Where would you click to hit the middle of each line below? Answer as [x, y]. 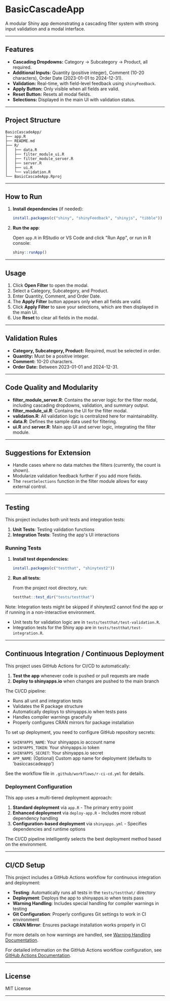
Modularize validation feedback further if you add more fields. [77, 476]
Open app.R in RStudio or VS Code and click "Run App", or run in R [82, 238]
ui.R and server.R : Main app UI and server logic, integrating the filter [84, 427]
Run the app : [26, 228]
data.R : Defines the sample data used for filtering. [65, 421]
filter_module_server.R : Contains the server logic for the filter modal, [85, 400]
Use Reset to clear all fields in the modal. [55, 317]
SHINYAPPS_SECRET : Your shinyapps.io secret [58, 753]
